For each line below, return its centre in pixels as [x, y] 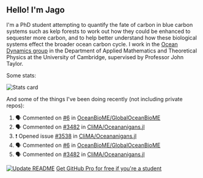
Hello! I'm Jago [36, 10]
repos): [15, 105]
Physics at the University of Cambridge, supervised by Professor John [95, 57]
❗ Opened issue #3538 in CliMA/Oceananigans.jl [76, 136]
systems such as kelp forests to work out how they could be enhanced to [98, 31]
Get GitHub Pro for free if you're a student [109, 168]
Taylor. [15, 63]
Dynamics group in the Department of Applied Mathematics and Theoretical [102, 51]
